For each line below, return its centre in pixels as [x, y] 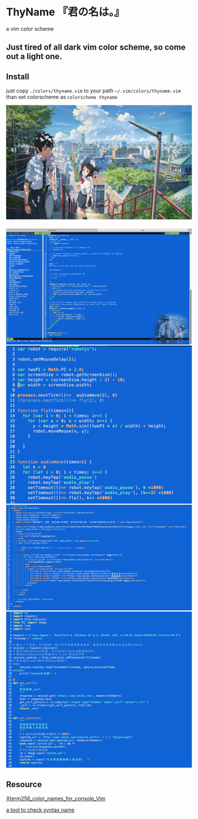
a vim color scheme [30, 29]
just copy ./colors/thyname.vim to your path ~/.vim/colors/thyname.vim [93, 91]
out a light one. [34, 57]
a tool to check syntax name [40, 810]
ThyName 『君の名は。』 [65, 12]
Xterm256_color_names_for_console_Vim [56, 798]
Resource [24, 784]
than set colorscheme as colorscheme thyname [62, 97]
